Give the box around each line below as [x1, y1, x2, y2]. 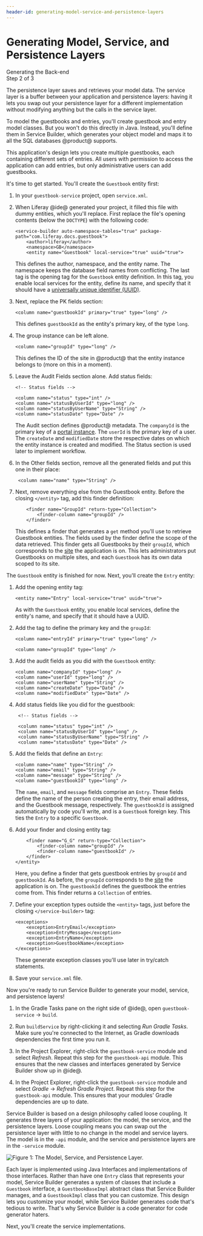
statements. [15, 962, 45, 970]
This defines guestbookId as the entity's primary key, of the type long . [15, 320, 190, 327]
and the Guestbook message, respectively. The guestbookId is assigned [15, 801, 195, 809]
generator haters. [6, 1210, 50, 1218]
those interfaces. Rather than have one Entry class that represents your [6, 1172, 185, 1179]
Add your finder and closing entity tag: [15, 826, 111, 833]
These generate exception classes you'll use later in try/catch [15, 956, 169, 964]
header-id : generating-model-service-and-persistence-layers [6, 9, 164, 15]
